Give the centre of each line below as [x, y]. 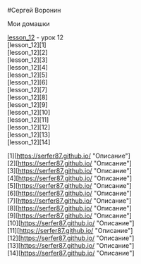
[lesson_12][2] [27, 52]
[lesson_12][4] [27, 67]
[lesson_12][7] [27, 90]
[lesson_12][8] [27, 97]
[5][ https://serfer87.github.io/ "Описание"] [69, 186]
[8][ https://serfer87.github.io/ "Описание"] [69, 208]
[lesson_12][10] [29, 112]
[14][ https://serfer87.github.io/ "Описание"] [71, 253]
